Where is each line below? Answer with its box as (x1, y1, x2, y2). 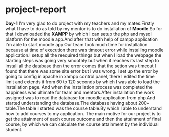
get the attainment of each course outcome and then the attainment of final (5, 116, 161, 122)
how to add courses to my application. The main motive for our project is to (5, 110, 161, 116)
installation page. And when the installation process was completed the (5, 84, 153, 90)
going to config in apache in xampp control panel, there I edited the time (5, 73, 155, 79)
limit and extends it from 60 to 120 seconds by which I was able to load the (5, 79, 160, 85)
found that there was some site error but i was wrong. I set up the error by (5, 68, 159, 74)
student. (5, 126, 23, 132)
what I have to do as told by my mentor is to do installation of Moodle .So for (5, 25, 162, 31)
